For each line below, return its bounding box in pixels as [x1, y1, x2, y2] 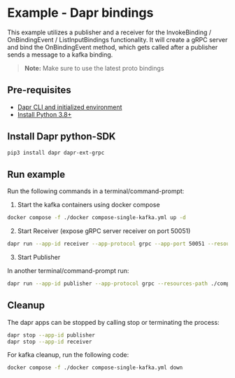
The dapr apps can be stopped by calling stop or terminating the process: [7, 318, 220, 326]
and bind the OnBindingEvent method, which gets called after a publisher [7, 43, 218, 51]
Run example [7, 168, 65, 180]
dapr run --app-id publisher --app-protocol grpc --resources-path [7, 280, 208, 287]
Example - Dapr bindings [7, 5, 154, 21]
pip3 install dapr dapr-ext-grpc [7, 149, 105, 156]
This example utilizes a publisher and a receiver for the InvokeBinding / [7, 28, 212, 36]
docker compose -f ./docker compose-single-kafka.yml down [7, 364, 183, 372]
